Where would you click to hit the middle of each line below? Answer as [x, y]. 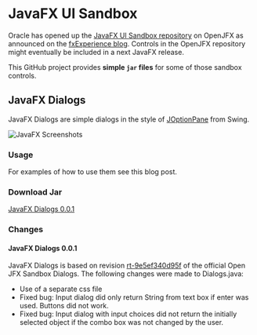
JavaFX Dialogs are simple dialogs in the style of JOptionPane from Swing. [129, 119]
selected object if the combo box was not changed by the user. [121, 322]
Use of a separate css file [61, 289]
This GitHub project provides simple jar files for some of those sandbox [125, 67]
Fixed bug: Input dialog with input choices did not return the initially [128, 314]
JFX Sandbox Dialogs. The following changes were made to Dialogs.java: [126, 274]
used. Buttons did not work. [64, 306]
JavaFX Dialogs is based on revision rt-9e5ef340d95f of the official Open [127, 266]
